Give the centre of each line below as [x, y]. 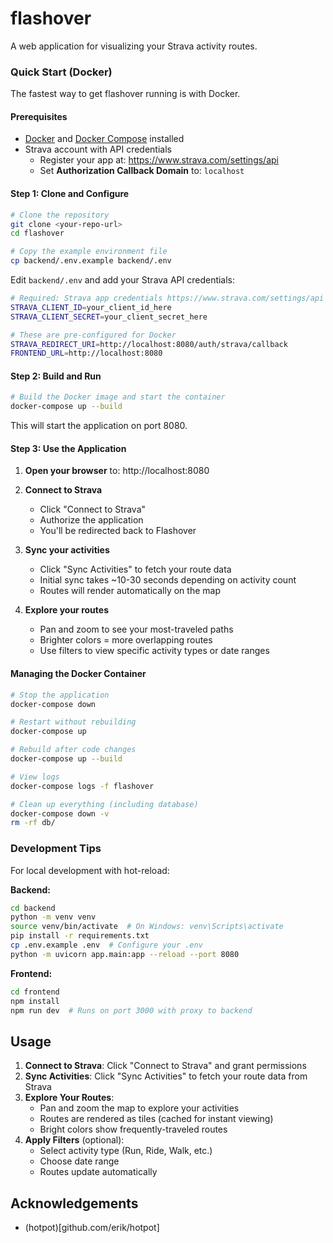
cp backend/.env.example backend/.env [91, 261]
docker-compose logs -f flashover [82, 786]
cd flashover [37, 233]
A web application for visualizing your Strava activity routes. [134, 46]
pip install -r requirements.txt [80, 936]
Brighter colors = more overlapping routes [126, 640]
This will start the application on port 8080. [99, 426]
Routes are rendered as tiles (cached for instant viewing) [156, 1119]
